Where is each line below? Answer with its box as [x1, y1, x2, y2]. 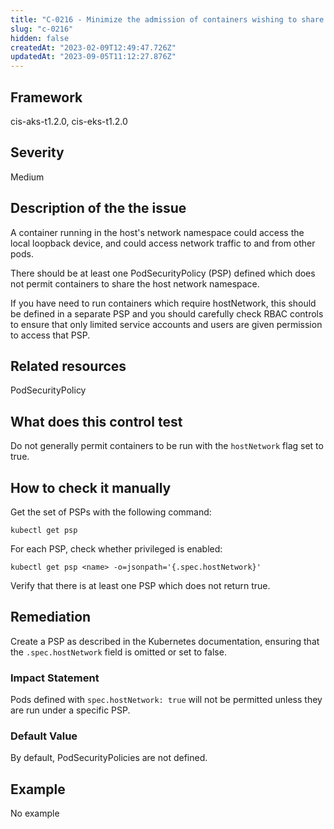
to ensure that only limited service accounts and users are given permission [10, 318, 323, 330]
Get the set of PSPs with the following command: [10, 506, 212, 518]
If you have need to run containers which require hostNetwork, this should [10, 297, 317, 309]
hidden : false [10, 33, 70, 43]
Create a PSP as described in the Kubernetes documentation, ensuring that [10, 635, 320, 647]
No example [10, 807, 60, 820]
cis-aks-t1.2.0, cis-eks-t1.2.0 [10, 115, 128, 127]
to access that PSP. [10, 329, 91, 341]
